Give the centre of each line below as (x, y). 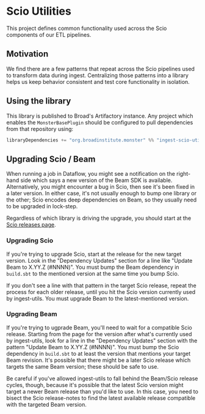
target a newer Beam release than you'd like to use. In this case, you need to (102, 391)
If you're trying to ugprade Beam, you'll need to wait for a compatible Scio (99, 327)
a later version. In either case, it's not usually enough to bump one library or (102, 194)
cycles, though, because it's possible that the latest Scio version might (95, 385)
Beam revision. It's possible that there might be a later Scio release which (99, 360)
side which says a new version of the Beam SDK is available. (96, 180)
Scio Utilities (39, 11)
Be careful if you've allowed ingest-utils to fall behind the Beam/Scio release (102, 378)
